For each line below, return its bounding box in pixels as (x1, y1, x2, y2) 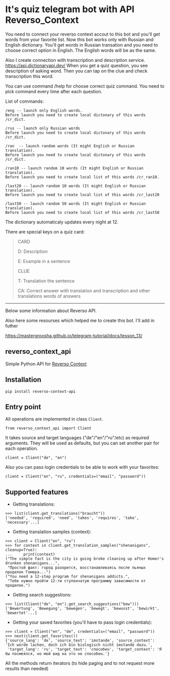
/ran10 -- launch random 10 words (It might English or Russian (5, 166, 144, 171)
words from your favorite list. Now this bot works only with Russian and (5, 36, 154, 43)
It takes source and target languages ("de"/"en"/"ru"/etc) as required (5, 435, 149, 441)
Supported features (5, 487, 69, 496)
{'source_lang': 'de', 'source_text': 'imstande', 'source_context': (5, 638, 155, 643)
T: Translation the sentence (17, 278, 75, 284)
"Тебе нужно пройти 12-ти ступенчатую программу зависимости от (7, 579, 146, 584)
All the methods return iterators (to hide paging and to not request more (5, 660, 155, 666)
